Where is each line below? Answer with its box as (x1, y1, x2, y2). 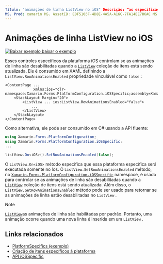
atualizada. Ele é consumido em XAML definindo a (5, 68, 106, 74)
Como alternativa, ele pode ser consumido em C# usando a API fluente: (5, 125, 148, 131)
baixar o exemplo (42, 49, 76, 54)
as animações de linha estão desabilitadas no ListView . (5, 192, 117, 198)
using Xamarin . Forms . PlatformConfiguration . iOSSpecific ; (5, 139, 123, 144)
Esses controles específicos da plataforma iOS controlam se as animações (5, 58, 154, 64)
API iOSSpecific (12, 253, 44, 259)
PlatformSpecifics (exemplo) (12, 243, 69, 249)
